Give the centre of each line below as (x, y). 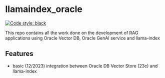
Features (19, 54)
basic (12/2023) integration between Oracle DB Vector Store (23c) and (85, 65)
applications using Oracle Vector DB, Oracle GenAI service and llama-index (82, 38)
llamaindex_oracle (44, 9)
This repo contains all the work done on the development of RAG (72, 32)
